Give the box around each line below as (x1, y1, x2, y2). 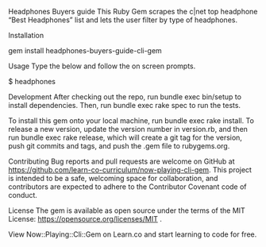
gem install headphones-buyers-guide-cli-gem (8, 46, 163, 55)
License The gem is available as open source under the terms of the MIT (8, 206, 246, 215)
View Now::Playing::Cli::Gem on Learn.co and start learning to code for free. (8, 230, 257, 239)
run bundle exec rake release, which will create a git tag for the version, (8, 133, 242, 142)
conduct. (8, 191, 38, 199)
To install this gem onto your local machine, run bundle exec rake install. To (8, 116, 254, 125)
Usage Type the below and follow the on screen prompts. (8, 61, 196, 71)
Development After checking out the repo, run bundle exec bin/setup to (8, 92, 242, 102)
